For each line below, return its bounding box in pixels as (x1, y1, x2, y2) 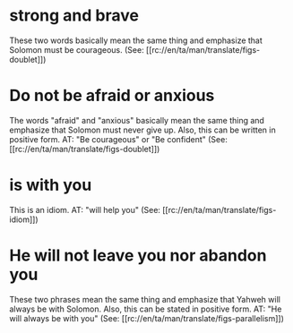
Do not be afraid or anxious (9, 86, 215, 106)
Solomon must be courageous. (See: (9, 44, 145, 55)
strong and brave (9, 5, 139, 26)
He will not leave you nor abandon (9, 245, 267, 265)
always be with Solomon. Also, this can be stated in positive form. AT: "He (9, 303, 282, 314)
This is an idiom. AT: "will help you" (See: (9, 204, 161, 215)
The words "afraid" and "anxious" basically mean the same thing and (9, 115, 264, 125)
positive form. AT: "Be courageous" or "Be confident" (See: (9, 133, 228, 144)
